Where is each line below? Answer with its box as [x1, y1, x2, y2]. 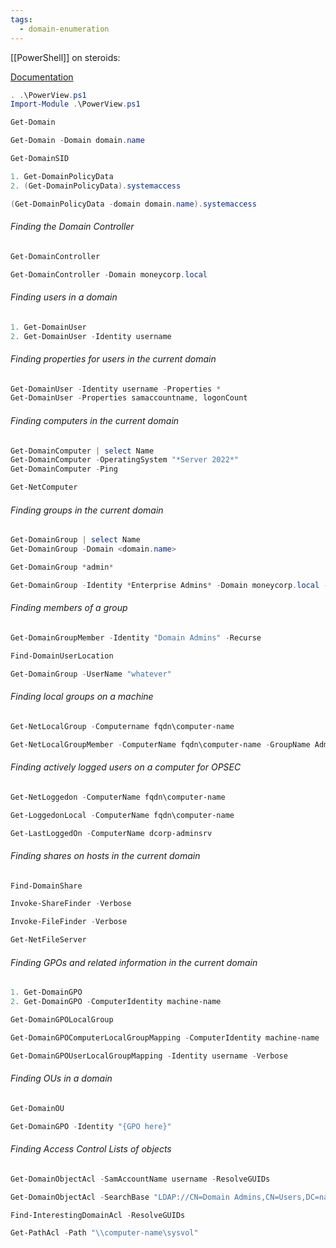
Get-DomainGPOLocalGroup [10, 1015, 114, 1025]
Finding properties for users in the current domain [10, 353, 217, 365]
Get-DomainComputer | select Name [10, 446, 155, 456]
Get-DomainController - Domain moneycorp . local [10, 269, 208, 280]
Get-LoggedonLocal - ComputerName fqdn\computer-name [10, 810, 235, 820]
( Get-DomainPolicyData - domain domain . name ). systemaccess [10, 199, 257, 209]
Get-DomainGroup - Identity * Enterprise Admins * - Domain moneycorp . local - [10, 580, 329, 590]
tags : [10, 14, 33, 25]
